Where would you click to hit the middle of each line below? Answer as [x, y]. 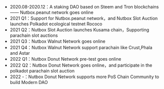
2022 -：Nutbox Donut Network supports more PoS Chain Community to [84, 77]
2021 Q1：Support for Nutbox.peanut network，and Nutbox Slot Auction [84, 18]
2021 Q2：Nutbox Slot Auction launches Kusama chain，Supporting [80, 30]
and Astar [20, 53]
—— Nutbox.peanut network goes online [51, 12]
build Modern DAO [29, 82]
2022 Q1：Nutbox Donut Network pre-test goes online [66, 59]
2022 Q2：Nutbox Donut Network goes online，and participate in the [81, 65]
